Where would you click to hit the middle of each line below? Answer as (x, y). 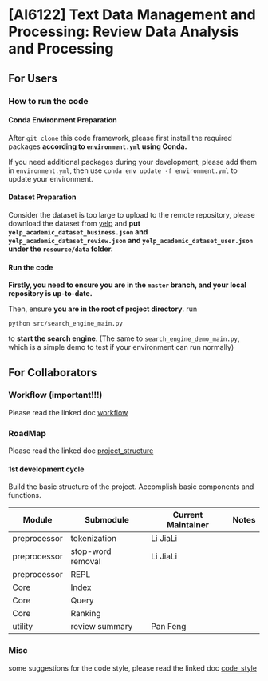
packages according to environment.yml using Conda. (98, 146)
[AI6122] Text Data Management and (132, 15)
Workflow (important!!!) (55, 395)
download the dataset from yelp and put (75, 223)
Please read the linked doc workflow (68, 412)
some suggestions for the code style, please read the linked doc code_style (133, 668)
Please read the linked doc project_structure (81, 451)
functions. (25, 495)
